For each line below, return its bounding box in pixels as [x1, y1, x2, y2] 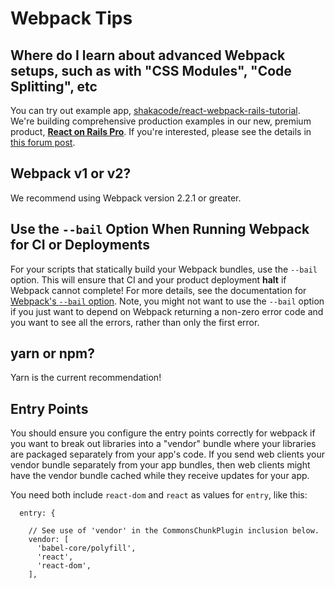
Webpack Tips [10, 7, 133, 30]
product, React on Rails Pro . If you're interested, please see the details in [10, 126, 312, 137]
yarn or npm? [10, 345, 96, 362]
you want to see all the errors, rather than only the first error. [10, 316, 260, 328]
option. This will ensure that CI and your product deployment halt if [10, 273, 287, 286]
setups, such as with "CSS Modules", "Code [10, 62, 292, 79]
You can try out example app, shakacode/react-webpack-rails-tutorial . [10, 105, 301, 116]
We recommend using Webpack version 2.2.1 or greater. [10, 192, 242, 204]
